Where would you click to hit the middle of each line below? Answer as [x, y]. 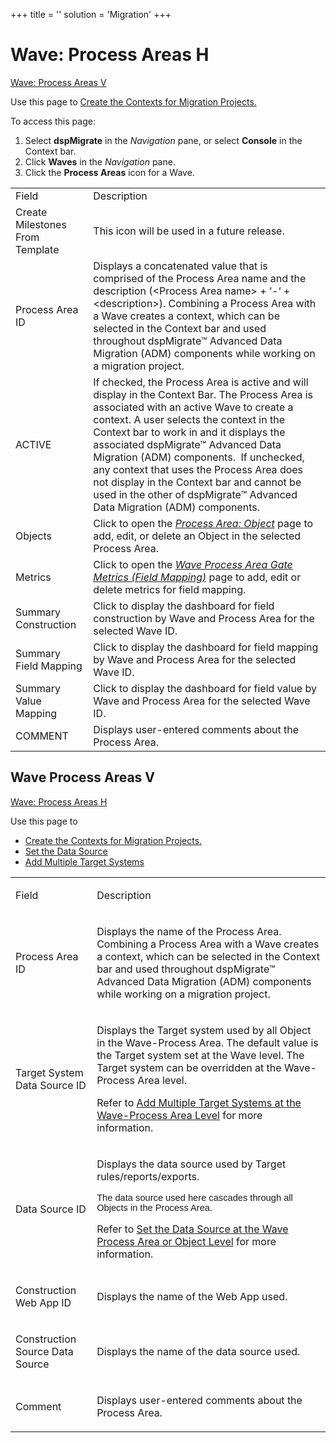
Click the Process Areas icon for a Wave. [109, 172]
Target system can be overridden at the [189, 1067]
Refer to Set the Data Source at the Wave [192, 1229]
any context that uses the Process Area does [198, 469]
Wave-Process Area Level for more [179, 1115]
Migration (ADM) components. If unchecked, [199, 457]
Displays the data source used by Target [191, 1164]
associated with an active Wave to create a [193, 407]
